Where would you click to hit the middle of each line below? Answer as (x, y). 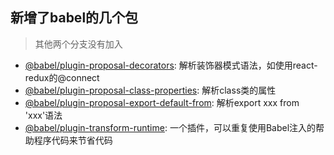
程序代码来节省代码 (73, 140)
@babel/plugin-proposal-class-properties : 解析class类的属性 (150, 90)
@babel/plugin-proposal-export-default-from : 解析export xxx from (162, 102)
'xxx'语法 (43, 115)
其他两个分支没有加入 (78, 44)
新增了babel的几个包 (74, 18)
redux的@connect (62, 77)
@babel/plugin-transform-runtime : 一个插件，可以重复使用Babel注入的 (170, 127)
